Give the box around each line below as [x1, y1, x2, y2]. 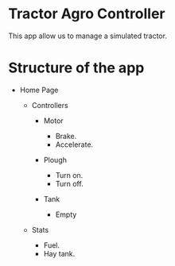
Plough [43, 155, 68, 164]
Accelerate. [55, 140, 94, 149]
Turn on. [55, 170, 84, 179]
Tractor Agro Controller [8, 5, 165, 23]
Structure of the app [8, 59, 145, 77]
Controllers [31, 100, 69, 110]
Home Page [19, 85, 59, 94]
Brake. [55, 131, 77, 141]
